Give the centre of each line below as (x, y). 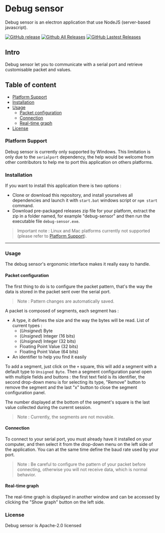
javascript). (16, 27)
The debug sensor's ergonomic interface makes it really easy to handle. (78, 264)
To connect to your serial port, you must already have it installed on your (78, 439)
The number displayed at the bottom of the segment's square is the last (77, 402)
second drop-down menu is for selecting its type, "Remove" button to (75, 382)
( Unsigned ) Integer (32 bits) (48, 341)
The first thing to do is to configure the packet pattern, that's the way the (79, 286)
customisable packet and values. (38, 69)
